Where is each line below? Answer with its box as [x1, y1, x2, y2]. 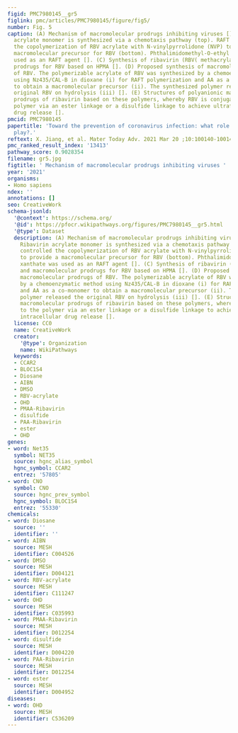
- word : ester [7, 676, 50, 683]
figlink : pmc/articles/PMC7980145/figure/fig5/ [7, 17, 151, 24]
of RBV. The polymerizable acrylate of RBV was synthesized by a [13, 69, 211, 76]
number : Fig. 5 [7, 23, 52, 30]
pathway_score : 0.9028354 [7, 149, 84, 156]
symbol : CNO [13, 484, 50, 491]
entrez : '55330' [13, 504, 62, 511]
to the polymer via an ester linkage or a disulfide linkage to [20, 307, 214, 314]
